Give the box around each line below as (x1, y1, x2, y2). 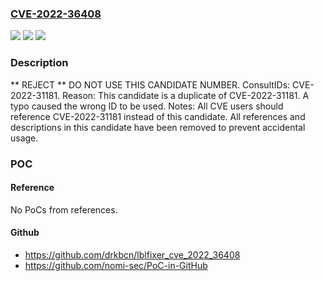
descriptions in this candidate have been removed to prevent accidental (10, 121, 306, 133)
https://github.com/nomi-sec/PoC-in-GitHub (24, 259, 208, 271)
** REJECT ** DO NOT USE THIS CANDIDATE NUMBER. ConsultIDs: (10, 78, 291, 91)
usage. (10, 132, 39, 144)
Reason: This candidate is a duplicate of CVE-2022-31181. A (62, 89, 310, 101)
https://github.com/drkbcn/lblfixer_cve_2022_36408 (24, 248, 241, 261)
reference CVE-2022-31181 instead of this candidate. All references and (10, 110, 306, 122)
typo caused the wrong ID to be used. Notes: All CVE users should (10, 100, 284, 112)
